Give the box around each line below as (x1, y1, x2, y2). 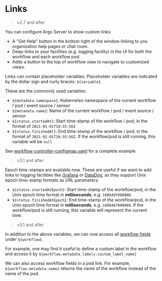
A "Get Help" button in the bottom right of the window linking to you (12, 38, 148, 44)
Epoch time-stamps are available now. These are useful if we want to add (5, 166, 152, 173)
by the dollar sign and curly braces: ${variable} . (5, 79, 102, 84)
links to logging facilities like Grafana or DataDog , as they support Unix (5, 172, 146, 178)
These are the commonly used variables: (5, 88, 86, 94)
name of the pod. (5, 270, 40, 276)
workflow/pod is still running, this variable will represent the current (12, 207, 147, 213)
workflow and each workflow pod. (12, 53, 81, 59)
